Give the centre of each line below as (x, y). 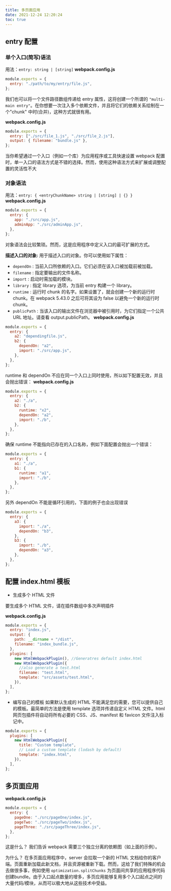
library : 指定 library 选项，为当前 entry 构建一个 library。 (74, 285)
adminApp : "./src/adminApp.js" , (49, 225)
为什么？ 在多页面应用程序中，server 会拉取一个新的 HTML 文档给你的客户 (83, 858)
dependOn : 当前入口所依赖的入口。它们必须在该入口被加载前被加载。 (84, 266)
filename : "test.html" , (44, 673)
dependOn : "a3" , (36, 550)
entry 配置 (22, 41)
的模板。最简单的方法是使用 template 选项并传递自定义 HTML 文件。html (89, 708)
